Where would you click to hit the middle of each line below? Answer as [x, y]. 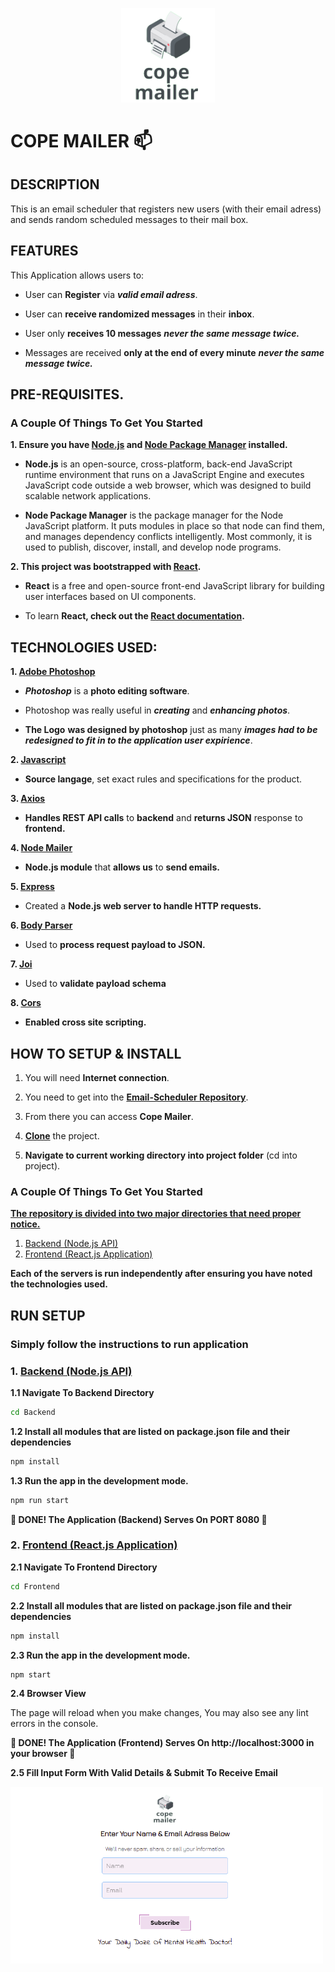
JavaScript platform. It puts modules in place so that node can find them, [175, 526]
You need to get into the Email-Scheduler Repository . [136, 1097]
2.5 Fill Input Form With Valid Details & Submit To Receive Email [144, 1773]
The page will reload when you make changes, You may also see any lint [159, 1713]
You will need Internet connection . [97, 1078]
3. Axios [28, 799]
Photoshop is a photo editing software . [107, 691]
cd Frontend [35, 1586]
